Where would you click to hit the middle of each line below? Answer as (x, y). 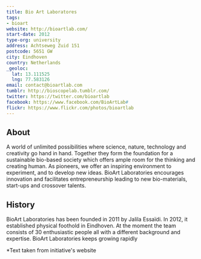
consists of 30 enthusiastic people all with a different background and (93, 232)
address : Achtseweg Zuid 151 (43, 46)
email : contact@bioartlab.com (44, 86)
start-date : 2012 (28, 35)
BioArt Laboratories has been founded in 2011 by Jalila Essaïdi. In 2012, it (97, 220)
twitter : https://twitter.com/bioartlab (58, 96)
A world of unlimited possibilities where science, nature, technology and (96, 147)
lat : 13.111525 (31, 74)
